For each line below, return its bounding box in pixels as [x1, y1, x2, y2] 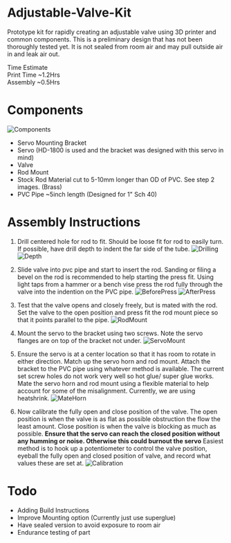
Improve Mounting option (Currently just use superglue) [17, 513, 176, 522]
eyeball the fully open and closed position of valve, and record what [17, 452, 211, 460]
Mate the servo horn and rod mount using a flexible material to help [17, 379, 210, 387]
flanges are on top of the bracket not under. [17, 336, 142, 344]
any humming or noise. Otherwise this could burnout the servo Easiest [17, 436, 223, 445]
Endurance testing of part [17, 528, 91, 536]
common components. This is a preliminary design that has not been [7, 35, 203, 43]
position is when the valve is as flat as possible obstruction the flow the [17, 414, 221, 423]
